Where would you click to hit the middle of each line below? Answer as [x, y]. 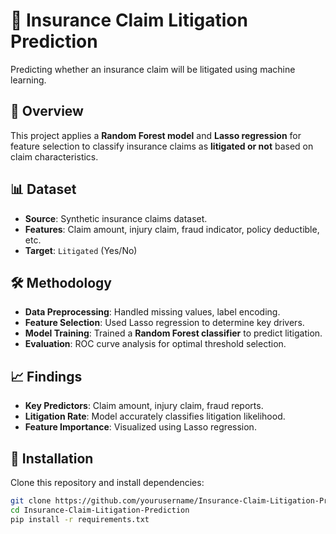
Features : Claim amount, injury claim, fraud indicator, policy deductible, [172, 229]
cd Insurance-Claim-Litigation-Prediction [100, 510]
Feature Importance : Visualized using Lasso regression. [140, 427]
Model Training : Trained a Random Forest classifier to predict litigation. [173, 333]
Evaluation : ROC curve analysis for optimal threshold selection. [155, 344]
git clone [31, 501]
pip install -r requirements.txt [80, 519]
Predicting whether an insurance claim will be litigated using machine [153, 69]
